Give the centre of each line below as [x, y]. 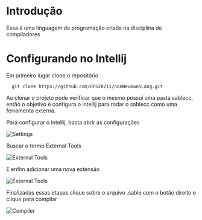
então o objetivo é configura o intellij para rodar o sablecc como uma [92, 104]
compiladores [23, 34]
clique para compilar [32, 199]
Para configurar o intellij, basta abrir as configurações [73, 122]
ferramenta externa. [31, 111]
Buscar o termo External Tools [44, 146]
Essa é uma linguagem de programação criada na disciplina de [84, 28]
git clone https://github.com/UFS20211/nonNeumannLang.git [87, 86]
